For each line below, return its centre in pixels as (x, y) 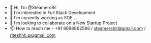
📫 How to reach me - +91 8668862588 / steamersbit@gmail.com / (78, 28)
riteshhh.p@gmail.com (32, 35)
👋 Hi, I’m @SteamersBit (33, 7)
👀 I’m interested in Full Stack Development (53, 13)
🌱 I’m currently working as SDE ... (44, 18)
